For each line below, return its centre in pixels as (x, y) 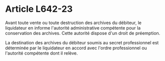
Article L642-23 (39, 9)
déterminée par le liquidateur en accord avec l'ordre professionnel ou (76, 48)
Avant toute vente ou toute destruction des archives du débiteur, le (73, 23)
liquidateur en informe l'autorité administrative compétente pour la (73, 28)
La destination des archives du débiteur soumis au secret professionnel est (82, 42)
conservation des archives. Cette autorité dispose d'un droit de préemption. (83, 33)
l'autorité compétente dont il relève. (41, 53)
